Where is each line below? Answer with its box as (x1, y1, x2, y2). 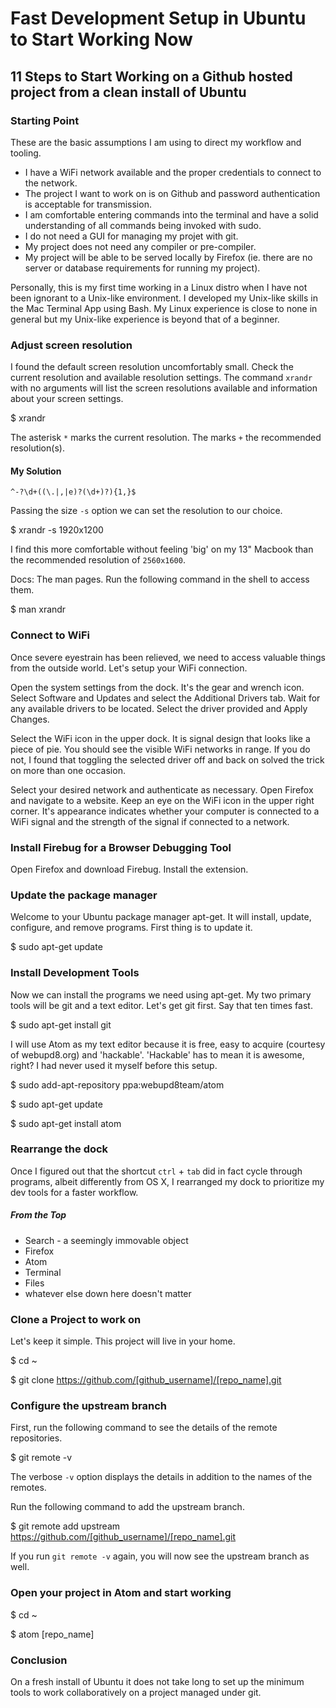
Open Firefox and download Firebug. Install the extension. (10, 863, 249, 875)
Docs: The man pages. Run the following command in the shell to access (10, 573, 310, 586)
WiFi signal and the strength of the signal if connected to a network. (10, 815, 290, 827)
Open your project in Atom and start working (10, 1586, 232, 1600)
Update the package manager (10, 888, 158, 902)
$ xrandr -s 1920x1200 (10, 524, 104, 536)
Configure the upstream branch (10, 1399, 167, 1413)
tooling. (10, 147, 42, 159)
